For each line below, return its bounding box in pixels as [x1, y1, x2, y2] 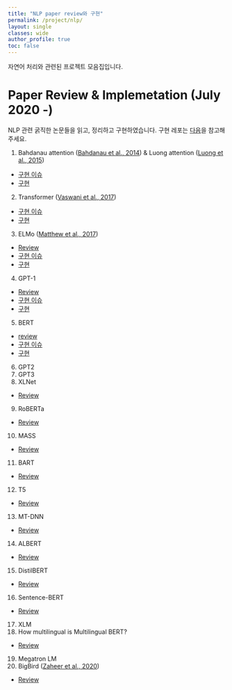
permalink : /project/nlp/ [8, 17, 83, 24]
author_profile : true [8, 36, 71, 43]
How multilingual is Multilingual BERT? [17, 627, 128, 636]
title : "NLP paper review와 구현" [8, 10, 103, 17]
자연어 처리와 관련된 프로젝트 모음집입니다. [8, 63, 124, 70]
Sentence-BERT [17, 593, 65, 602]
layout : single [8, 23, 52, 30]
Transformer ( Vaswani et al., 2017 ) [17, 193, 117, 201]
